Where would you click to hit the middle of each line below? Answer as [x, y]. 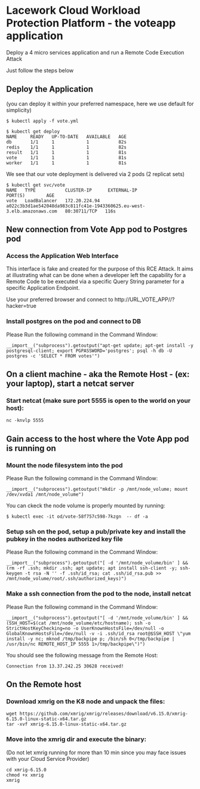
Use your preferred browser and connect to [60, 299]
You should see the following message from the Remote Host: [82, 655]
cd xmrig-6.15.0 [26, 770]
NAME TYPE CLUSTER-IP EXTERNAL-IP [72, 190]
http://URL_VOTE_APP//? [144, 299]
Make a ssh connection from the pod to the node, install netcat [99, 594]
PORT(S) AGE [30, 195]
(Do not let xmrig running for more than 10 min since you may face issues [96, 752]
